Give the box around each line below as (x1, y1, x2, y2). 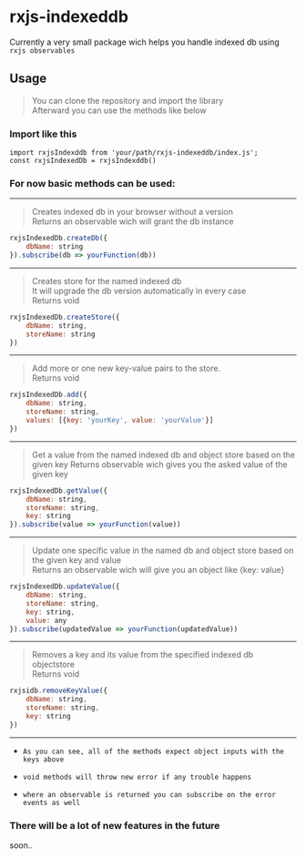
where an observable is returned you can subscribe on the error (22, 790, 276, 799)
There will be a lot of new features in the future (9, 819, 220, 832)
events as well (22, 798, 81, 807)
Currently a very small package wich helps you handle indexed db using (9, 36, 280, 47)
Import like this (9, 128, 77, 140)
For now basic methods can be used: (9, 177, 176, 189)
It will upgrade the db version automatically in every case (31, 285, 247, 296)
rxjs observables (9, 46, 76, 56)
